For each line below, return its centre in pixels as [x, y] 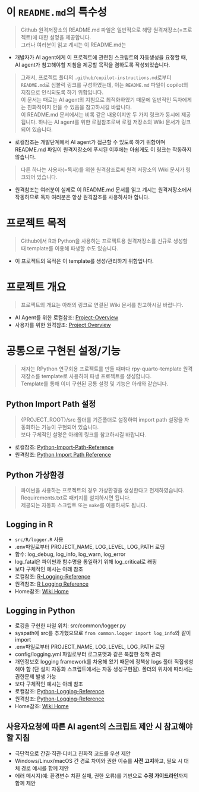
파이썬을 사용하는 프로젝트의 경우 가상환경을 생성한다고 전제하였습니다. [102, 491]
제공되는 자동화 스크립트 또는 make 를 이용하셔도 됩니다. [84, 505]
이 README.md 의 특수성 [57, 12]
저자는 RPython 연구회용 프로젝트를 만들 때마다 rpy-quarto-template [101, 369]
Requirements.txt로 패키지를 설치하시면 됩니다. [76, 498]
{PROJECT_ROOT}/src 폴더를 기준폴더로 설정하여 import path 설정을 [102, 419]
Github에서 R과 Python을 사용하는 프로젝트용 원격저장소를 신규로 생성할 [104, 241]
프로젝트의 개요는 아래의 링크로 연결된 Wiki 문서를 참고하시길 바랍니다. [102, 304]
